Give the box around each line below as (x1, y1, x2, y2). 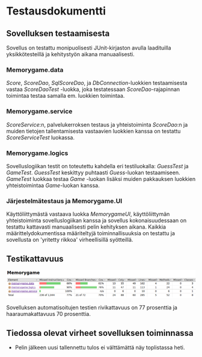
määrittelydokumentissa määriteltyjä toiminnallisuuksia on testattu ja (6, 230, 176, 237)
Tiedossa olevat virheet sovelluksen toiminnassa (6, 327, 194, 338)
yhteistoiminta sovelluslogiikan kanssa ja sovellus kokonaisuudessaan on (6, 217, 187, 224)
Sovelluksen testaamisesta (6, 28, 110, 39)
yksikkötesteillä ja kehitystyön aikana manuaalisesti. (6, 51, 135, 58)
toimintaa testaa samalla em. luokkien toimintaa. (6, 92, 125, 100)
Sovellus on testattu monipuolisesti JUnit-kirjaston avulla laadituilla (6, 44, 171, 51)
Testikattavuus (6, 253, 64, 264)
